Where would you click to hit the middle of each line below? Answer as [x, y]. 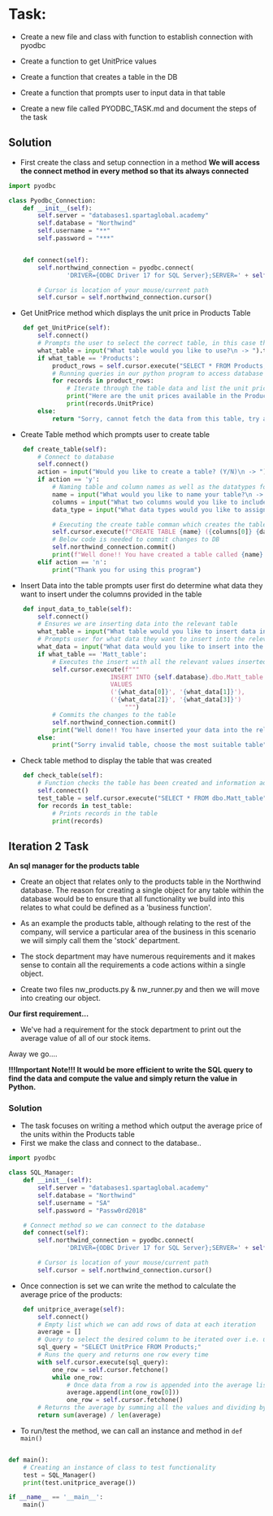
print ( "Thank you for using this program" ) [126, 570]
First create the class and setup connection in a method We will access [140, 162]
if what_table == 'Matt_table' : [93, 654]
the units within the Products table [78, 1134]
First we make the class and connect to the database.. [110, 1143]
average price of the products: [71, 1294]
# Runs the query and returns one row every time [123, 1355]
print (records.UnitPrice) [110, 404]
